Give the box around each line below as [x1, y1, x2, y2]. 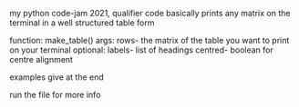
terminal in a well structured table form [9, 17, 155, 28]
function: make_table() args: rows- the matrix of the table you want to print [9, 35, 290, 45]
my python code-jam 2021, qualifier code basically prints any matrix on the [9, 8, 291, 18]
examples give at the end [9, 72, 105, 83]
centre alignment [9, 54, 73, 64]
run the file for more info [9, 90, 101, 100]
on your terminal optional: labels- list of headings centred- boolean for [9, 44, 273, 55]
